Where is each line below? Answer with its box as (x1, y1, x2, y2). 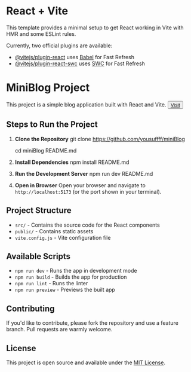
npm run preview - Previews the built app (14, 286, 115, 294)
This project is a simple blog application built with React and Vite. (6, 100, 167, 108)
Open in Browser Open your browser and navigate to (14, 181, 146, 189)
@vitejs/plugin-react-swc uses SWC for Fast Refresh (14, 60, 145, 67)
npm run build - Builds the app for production (14, 273, 127, 280)
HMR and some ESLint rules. (6, 30, 76, 37)
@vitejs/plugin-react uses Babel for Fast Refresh (14, 53, 135, 60)
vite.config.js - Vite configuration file (14, 234, 111, 241)
